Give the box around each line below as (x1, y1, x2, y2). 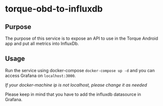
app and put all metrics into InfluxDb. (5, 41, 79, 46)
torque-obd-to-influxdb (5, 3, 103, 15)
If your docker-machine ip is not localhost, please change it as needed (5, 82, 147, 88)
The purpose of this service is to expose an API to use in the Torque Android (5, 35, 158, 41)
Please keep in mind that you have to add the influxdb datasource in (5, 91, 141, 97)
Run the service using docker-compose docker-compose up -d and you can (5, 67, 155, 73)
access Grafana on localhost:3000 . (5, 73, 76, 78)
